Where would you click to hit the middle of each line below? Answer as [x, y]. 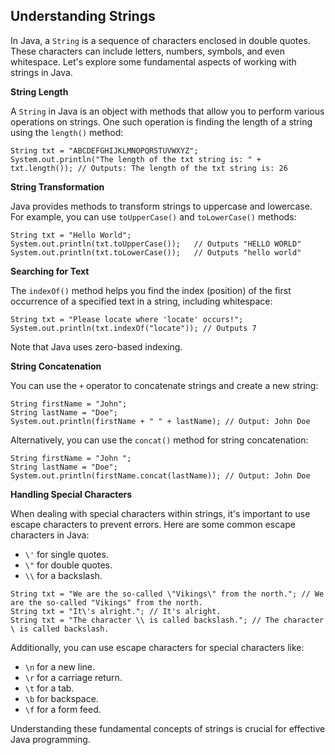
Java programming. [50, 739]
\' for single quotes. [66, 554]
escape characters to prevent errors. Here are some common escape [153, 524]
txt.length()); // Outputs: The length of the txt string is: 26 [149, 168]
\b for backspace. [61, 698]
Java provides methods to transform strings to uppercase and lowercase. [161, 206]
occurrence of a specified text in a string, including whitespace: [141, 301]
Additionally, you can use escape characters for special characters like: [157, 647]
